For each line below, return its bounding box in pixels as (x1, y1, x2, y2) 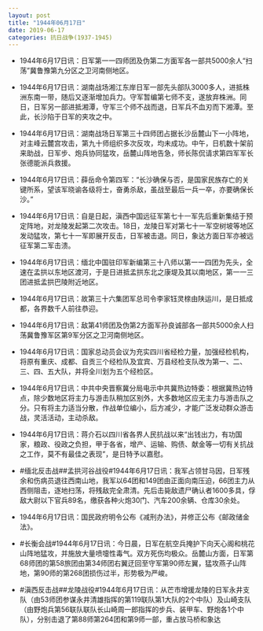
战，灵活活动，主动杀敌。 (19, 413, 103, 423)
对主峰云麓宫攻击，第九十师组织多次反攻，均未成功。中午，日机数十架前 (19, 138, 254, 148)
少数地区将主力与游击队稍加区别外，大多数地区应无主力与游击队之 (40, 393, 254, 403)
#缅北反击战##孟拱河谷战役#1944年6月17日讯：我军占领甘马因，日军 (19, 466, 243, 476)
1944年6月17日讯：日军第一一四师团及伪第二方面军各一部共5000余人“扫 (19, 56, 253, 65)
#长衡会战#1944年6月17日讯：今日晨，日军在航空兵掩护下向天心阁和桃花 (19, 539, 255, 548)
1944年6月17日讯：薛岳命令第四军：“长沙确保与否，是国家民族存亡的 (19, 175, 243, 185)
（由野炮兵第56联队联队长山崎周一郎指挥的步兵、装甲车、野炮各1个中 (19, 605, 245, 614)
